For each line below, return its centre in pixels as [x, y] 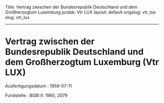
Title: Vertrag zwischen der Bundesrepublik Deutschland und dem [71, 7]
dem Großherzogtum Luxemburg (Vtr [82, 62]
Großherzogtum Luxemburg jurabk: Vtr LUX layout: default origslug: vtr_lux [81, 12]
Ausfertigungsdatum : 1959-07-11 [39, 86]
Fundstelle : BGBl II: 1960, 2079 [36, 95]
